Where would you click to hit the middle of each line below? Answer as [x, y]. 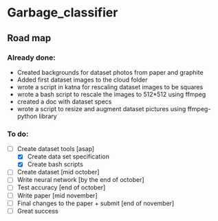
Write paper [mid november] [57, 195]
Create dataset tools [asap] [56, 149]
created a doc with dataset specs [64, 102]
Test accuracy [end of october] [61, 187]
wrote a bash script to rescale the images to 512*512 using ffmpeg [111, 94]
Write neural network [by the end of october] [80, 180]
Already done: [32, 58]
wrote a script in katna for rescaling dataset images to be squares [110, 86]
